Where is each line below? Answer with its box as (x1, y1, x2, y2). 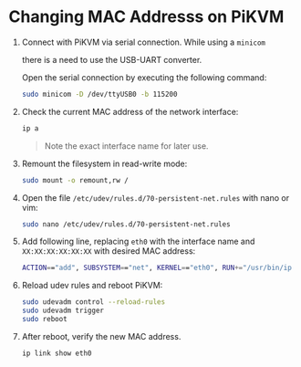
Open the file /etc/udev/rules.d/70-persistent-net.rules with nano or (21, 192, 289, 203)
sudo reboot (21, 315, 67, 324)
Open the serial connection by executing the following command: (21, 71, 267, 83)
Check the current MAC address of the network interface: (21, 106, 239, 117)
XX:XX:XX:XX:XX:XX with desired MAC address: (21, 246, 196, 257)
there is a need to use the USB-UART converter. (21, 54, 202, 65)
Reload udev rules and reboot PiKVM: (21, 280, 163, 291)
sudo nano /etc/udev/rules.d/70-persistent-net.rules (21, 219, 231, 229)
